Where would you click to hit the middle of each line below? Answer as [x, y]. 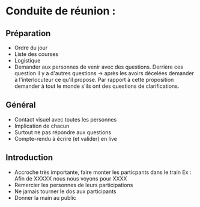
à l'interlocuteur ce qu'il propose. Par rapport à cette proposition [94, 80]
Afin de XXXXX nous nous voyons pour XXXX [71, 178]
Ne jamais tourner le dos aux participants [65, 191]
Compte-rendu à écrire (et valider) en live [66, 138]
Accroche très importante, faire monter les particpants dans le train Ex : [103, 172]
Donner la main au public [45, 197]
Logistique [27, 60]
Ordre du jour [31, 48]
